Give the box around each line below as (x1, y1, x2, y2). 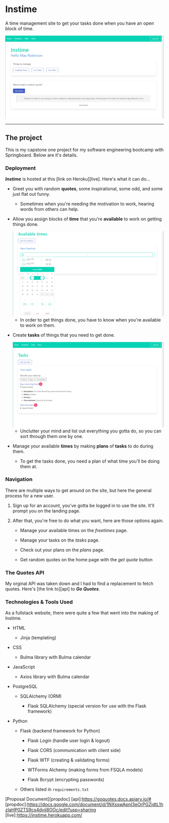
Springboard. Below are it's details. (5, 152, 78, 158)
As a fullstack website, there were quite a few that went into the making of (5, 610, 159, 616)
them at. (20, 463, 38, 469)
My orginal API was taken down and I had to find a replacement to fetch (5, 580, 153, 587)
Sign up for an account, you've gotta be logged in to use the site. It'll (12, 502, 154, 508)
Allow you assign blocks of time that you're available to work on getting (12, 216, 162, 222)
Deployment (5, 165, 36, 172)
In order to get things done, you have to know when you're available (20, 317, 161, 323)
